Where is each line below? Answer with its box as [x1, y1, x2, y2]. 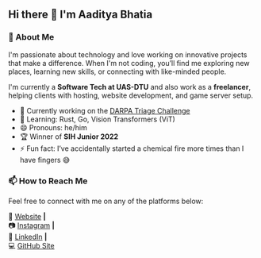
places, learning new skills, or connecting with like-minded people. [8, 67, 227, 76]
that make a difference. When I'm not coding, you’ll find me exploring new [8, 58, 250, 67]
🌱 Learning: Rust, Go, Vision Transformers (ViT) [19, 114, 176, 124]
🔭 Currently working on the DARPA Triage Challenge [19, 106, 190, 115]
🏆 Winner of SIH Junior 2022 [19, 132, 119, 141]
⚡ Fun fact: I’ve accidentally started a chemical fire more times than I [19, 144, 244, 153]
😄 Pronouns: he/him [19, 122, 87, 132]
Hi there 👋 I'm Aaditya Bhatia [8, 8, 153, 21]
